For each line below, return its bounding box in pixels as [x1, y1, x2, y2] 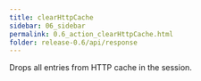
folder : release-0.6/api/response [9, 37, 138, 47]
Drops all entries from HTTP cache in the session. [9, 62, 192, 73]
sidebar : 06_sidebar [9, 21, 87, 30]
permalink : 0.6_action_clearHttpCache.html [9, 29, 174, 38]
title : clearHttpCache [9, 12, 94, 22]
